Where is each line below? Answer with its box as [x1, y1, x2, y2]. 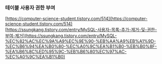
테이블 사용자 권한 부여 [5, 4, 56, 11]
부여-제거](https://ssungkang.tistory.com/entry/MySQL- [5, 33, 117, 39]
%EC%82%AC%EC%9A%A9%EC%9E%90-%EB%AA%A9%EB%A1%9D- [5, 38, 156, 44]
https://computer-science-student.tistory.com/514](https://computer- [6, 16, 148, 21]
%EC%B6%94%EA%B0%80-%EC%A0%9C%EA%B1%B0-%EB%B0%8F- [5, 43, 157, 49]
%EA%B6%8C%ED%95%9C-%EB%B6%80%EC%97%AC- [5, 49, 127, 55]
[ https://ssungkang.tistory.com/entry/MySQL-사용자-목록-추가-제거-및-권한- [5, 27, 157, 33]
